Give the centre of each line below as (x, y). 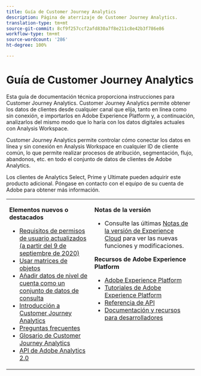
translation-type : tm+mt (37, 23)
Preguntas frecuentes (50, 328)
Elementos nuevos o (39, 210)
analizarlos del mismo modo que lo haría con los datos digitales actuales (95, 122)
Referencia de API (130, 302)
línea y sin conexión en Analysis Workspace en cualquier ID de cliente (92, 146)
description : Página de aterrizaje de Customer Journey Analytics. (92, 17)
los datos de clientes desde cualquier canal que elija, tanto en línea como (97, 109)
